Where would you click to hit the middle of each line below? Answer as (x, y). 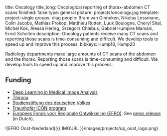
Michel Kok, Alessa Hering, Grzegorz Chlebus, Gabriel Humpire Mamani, (79, 28)
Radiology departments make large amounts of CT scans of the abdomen (81, 54)
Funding (18, 80)
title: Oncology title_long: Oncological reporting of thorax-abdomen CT (78, 7)
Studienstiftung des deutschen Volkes (51, 103)
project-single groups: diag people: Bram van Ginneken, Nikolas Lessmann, (83, 18)
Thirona (20, 97)
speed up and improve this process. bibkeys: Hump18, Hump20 (70, 44)
